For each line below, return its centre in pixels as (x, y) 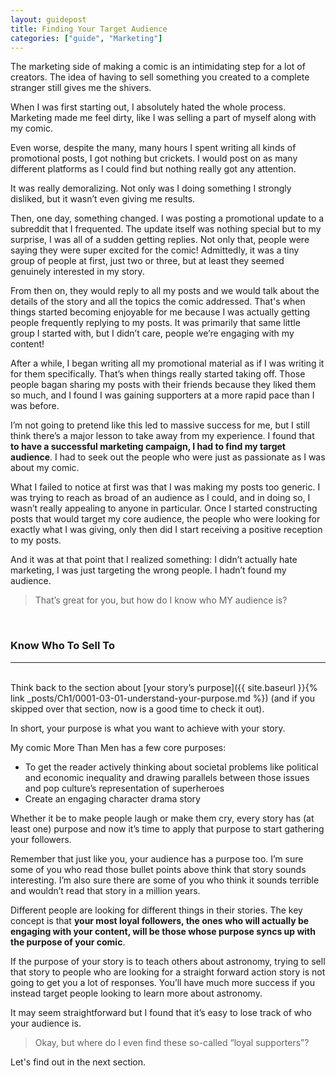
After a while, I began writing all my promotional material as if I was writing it (167, 363)
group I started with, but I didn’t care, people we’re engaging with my (152, 333)
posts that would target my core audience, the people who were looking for (165, 519)
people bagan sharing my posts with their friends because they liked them (163, 385)
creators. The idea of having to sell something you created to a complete (160, 77)
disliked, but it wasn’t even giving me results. (103, 199)
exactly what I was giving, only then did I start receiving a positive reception (166, 530)
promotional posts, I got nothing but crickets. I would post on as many (154, 158)
